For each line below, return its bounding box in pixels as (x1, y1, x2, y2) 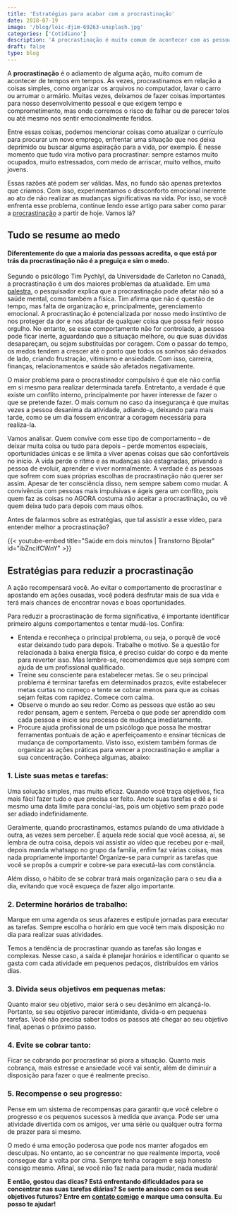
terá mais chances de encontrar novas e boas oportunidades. (7, 598, 186, 607)
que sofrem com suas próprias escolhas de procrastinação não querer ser (7, 472, 224, 480)
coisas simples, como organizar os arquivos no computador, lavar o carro (7, 84, 221, 92)
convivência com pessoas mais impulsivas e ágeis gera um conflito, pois (7, 487, 219, 495)
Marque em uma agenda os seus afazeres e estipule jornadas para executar (7, 915, 229, 924)
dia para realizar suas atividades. (7, 930, 104, 938)
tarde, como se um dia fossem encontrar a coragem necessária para (7, 413, 207, 422)
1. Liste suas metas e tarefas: (7, 770, 109, 780)
